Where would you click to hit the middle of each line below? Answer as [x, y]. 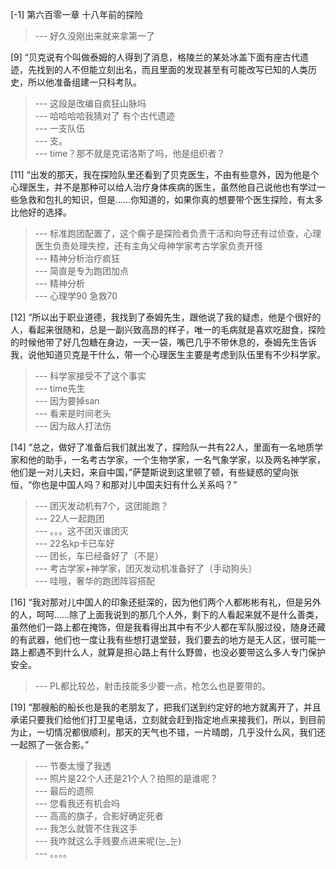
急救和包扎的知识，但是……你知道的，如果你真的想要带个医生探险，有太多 [171, 199]
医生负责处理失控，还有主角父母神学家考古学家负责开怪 [148, 246]
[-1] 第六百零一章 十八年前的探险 [77, 14]
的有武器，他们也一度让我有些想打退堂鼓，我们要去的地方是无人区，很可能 [163, 639]
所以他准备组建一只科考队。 [84, 82]
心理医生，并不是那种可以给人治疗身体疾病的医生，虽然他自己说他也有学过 [163, 187]
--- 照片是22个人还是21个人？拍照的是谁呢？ [126, 778]
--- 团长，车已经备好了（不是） [99, 556]
